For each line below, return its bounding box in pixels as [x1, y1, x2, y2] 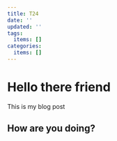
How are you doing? [7, 123, 95, 135]
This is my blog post [7, 102, 65, 110]
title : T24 [7, 10, 39, 17]
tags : [7, 29, 23, 37]
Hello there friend [7, 80, 111, 95]
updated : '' [7, 23, 42, 30]
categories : [7, 43, 42, 50]
